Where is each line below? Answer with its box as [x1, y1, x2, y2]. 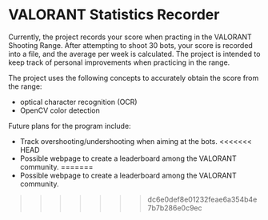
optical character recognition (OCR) [19, 97, 138, 106]
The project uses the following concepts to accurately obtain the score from [8, 73, 259, 82]
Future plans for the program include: [8, 121, 131, 130]
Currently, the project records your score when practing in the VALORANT [8, 32, 252, 42]
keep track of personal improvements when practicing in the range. [8, 58, 230, 67]
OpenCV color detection [19, 106, 100, 115]
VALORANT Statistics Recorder [8, 6, 220, 24]
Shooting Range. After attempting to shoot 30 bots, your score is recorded [8, 40, 254, 50]
